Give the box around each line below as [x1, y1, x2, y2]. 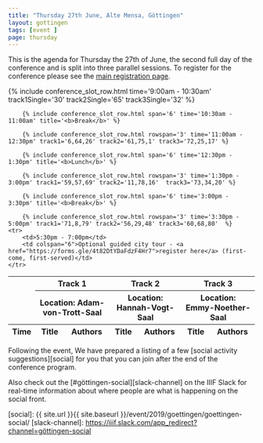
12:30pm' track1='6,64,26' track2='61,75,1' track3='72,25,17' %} [8, 138, 229, 146]
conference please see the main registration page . [8, 71, 171, 81]
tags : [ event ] [8, 26, 58, 34]
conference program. [8, 362, 77, 372]
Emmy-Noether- [185, 303, 251, 314]
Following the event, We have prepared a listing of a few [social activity [8, 346, 238, 355]
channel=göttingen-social [8, 427, 92, 436]
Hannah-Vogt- [116, 303, 175, 314]
